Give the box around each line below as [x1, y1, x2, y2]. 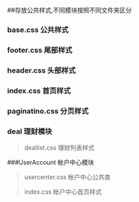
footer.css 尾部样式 [7, 45, 73, 55]
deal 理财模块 [7, 127, 53, 136]
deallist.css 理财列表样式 [24, 143, 95, 151]
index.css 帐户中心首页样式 [24, 187, 102, 196]
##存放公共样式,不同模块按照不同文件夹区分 [7, 6, 132, 14]
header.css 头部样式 [7, 65, 76, 75]
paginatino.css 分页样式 [7, 106, 89, 116]
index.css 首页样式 [7, 86, 71, 95]
